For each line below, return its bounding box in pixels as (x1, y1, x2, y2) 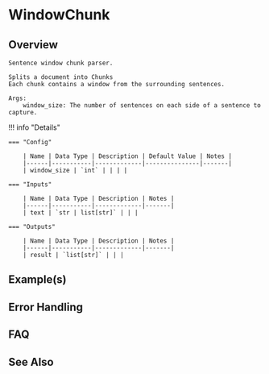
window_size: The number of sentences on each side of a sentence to (23, 102, 262, 110)
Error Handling (8, 300, 83, 314)
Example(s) (8, 272, 67, 287)
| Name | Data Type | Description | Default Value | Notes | (23, 152, 232, 160)
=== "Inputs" (8, 181, 52, 189)
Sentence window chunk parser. (8, 59, 114, 67)
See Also (8, 355, 54, 368)
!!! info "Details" (8, 123, 60, 132)
